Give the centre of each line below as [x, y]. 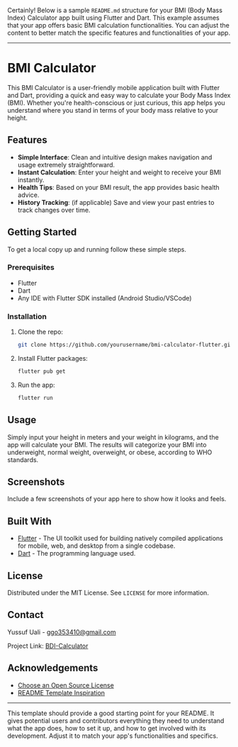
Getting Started [42, 232]
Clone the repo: [40, 332]
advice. [28, 195]
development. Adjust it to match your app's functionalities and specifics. [113, 736]
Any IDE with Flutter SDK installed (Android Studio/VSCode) [105, 298]
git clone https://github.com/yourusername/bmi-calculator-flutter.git [125, 345]
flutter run [35, 398]
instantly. [31, 179]
